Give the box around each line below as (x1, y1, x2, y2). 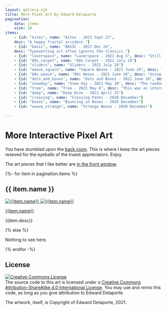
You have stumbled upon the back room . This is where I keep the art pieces (5, 146, 160, 152)
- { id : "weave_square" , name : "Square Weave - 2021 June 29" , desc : (14, 67, 159, 72)
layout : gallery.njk (5, 7, 48, 12)
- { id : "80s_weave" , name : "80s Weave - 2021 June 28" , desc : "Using (14, 72, 162, 77)
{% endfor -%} (5, 246, 36, 252)
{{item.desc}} (5, 217, 33, 223)
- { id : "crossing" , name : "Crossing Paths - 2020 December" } (14, 95, 144, 100)
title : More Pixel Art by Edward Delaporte (5, 12, 97, 17)
